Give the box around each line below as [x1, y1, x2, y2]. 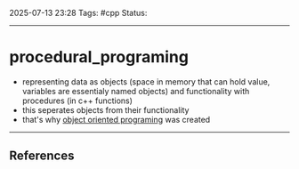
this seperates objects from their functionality [21, 104, 190, 115]
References [9, 149, 75, 164]
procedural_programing [9, 47, 190, 68]
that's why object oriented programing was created [21, 114, 211, 125]
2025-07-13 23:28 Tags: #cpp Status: [9, 8, 148, 18]
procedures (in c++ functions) [21, 95, 133, 106]
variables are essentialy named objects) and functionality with [21, 85, 250, 96]
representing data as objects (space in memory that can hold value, [21, 76, 271, 87]
